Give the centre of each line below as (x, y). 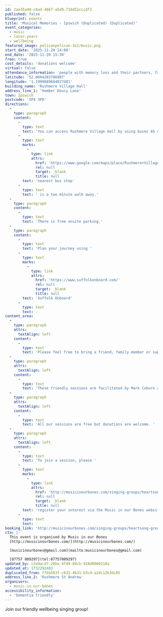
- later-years (24, 37)
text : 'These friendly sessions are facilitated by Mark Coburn (89, 389)
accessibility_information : (33, 591)
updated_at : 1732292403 (29, 568)
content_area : (19, 316)
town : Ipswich (19, 95)
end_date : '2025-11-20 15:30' (36, 55)
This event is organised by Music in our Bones (58, 537)
